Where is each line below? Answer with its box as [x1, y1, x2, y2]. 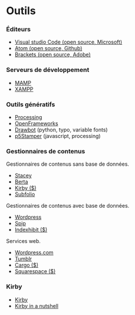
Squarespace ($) [14, 268, 56, 275]
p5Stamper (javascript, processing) [14, 133, 101, 140]
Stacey [14, 172, 32, 179]
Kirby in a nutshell [14, 302, 59, 309]
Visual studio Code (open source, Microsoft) [14, 38, 123, 45]
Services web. [6, 238, 41, 245]
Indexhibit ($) [14, 226, 48, 234]
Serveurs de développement [6, 66, 90, 74]
